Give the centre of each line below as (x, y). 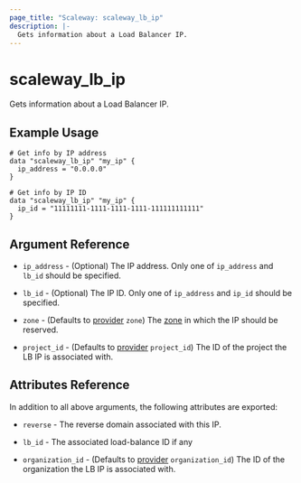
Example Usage (54, 132)
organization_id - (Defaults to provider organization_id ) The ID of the (154, 459)
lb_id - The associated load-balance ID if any (107, 441)
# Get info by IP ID (48, 193)
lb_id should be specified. (72, 275)
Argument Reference (70, 244)
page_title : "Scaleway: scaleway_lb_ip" (87, 18)
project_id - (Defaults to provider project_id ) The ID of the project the (155, 347)
